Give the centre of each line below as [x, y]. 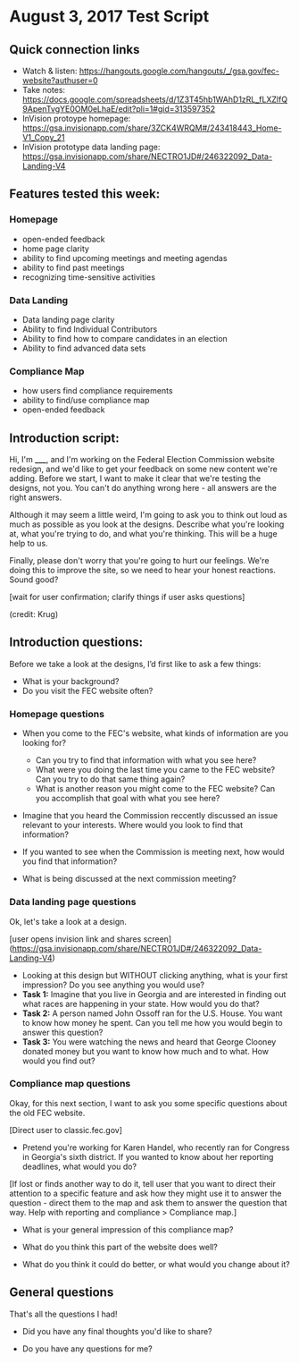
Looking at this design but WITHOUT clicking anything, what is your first [155, 975]
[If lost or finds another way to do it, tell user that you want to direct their [143, 1183]
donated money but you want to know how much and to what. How [145, 1051]
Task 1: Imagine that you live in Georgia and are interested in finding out [154, 994]
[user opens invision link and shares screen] [91, 939]
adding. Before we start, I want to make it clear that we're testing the [135, 478]
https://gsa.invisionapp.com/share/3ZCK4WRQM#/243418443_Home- [152, 128]
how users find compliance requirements [97, 391]
